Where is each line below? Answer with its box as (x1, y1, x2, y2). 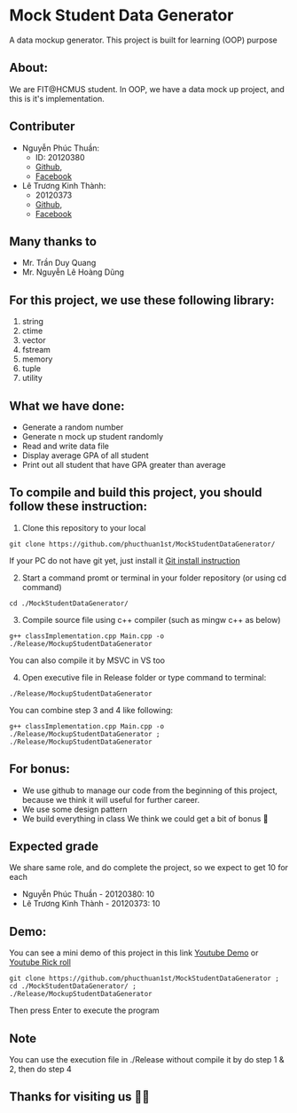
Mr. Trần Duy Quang (21, 258, 97, 269)
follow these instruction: (9, 499, 148, 514)
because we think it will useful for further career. (21, 794, 200, 805)
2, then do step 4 (9, 1064, 73, 1075)
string (21, 316, 44, 327)
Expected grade (9, 839, 99, 854)
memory (21, 354, 53, 364)
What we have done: (9, 398, 126, 413)
